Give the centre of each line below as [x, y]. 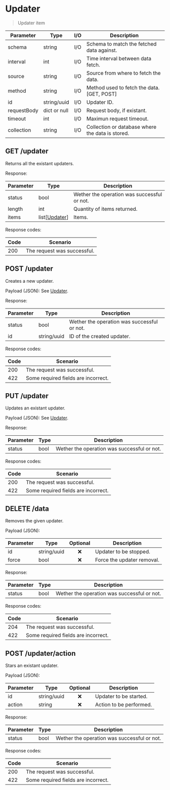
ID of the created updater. [100, 336]
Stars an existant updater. [32, 665]
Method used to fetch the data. [123, 88]
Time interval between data [119, 58]
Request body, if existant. [116, 110]
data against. [102, 50]
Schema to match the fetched [121, 44]
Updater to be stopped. [123, 552]
